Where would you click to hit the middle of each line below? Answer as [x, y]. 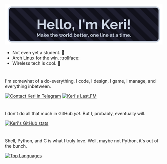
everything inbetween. [28, 86]
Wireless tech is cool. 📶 [36, 63]
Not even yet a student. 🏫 [38, 53]
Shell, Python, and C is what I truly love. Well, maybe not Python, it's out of [82, 141]
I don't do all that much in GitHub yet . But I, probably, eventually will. [75, 113]
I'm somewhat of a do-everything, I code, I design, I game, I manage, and [80, 81]
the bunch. [16, 146]
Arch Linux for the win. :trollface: [46, 58]
